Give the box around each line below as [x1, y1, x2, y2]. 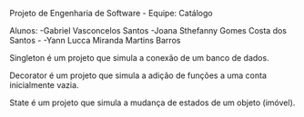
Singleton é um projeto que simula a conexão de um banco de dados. [9, 53, 270, 63]
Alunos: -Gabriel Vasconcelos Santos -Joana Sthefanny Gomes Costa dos [9, 25, 288, 35]
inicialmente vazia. [9, 80, 79, 90]
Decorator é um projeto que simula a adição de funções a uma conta [9, 70, 267, 81]
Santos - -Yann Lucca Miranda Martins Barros [9, 35, 181, 45]
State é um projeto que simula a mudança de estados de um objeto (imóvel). [9, 97, 296, 108]
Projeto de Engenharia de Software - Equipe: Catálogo [9, 8, 213, 18]
